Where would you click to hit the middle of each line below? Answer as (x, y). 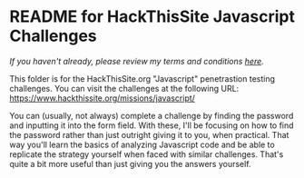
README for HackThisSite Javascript (152, 17)
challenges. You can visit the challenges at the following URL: (124, 88)
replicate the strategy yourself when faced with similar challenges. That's (147, 154)
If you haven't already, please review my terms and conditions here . (137, 61)
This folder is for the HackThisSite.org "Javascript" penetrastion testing (142, 78)
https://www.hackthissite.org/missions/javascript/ (102, 98)
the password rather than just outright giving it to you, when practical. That (149, 134)
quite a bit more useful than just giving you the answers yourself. (130, 163)
